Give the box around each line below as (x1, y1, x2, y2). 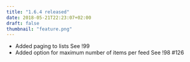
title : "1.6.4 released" (6, 9, 70, 15)
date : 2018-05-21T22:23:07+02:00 (6, 15, 92, 21)
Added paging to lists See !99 (15, 43, 90, 50)
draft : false (6, 20, 40, 26)
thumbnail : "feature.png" (6, 26, 72, 32)
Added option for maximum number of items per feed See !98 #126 (15, 49, 185, 57)
